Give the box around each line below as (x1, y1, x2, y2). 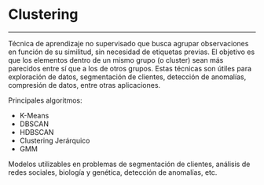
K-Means (19, 111, 49, 120)
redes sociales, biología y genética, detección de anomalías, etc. (8, 167, 218, 177)
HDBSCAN (19, 127, 54, 136)
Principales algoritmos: (8, 96, 82, 105)
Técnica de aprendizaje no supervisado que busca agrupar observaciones (8, 38, 249, 48)
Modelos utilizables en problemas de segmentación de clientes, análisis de (8, 159, 251, 169)
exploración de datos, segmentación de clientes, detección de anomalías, (8, 72, 247, 82)
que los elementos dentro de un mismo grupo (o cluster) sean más (8, 55, 224, 64)
